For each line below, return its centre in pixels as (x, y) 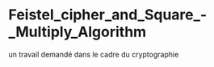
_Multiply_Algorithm (78, 32)
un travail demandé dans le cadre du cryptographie (94, 54)
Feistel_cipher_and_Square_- (108, 15)
